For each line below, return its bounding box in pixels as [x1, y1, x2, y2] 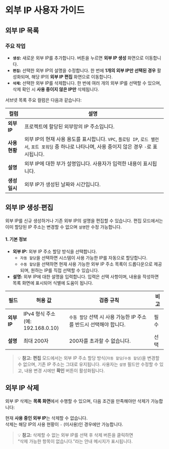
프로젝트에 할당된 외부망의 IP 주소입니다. [24, 123, 115, 130]
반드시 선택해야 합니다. [75, 321, 126, 328]
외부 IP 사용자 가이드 [5, 5, 84, 16]
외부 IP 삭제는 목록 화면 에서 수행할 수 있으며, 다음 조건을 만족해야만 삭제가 [5, 398, 150, 404]
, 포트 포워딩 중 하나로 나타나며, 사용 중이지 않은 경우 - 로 [28, 143, 152, 150]
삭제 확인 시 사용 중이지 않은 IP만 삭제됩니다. [12, 86, 100, 92]
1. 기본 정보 [5, 236, 27, 242]
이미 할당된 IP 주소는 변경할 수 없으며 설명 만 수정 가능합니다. [5, 224, 122, 230]
